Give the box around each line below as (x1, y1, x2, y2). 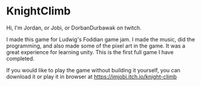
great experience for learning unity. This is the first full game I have (6, 48, 174, 55)
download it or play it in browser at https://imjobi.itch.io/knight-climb (6, 73, 177, 80)
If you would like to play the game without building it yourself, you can (6, 66, 180, 73)
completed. (6, 55, 35, 62)
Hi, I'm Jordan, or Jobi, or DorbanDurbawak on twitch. (6, 24, 142, 31)
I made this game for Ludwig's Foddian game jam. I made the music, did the (6, 35, 196, 43)
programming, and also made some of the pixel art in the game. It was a (6, 42, 186, 49)
